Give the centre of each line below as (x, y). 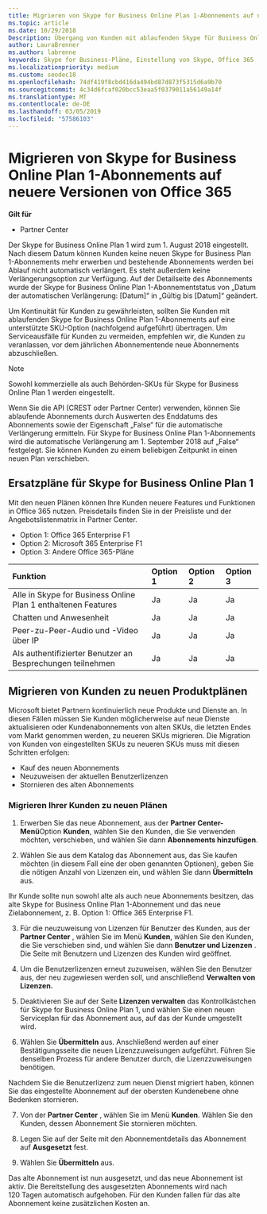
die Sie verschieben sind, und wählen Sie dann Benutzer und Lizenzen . (138, 945)
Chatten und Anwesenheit (61, 617)
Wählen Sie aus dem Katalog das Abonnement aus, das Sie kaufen (128, 855)
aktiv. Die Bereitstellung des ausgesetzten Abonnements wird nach (118, 1186)
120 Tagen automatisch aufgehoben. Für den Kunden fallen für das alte (124, 1195)
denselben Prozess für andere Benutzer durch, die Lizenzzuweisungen (136, 1058)
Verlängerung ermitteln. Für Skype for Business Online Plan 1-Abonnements (132, 433)
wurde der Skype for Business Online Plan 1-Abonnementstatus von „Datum (132, 287)
